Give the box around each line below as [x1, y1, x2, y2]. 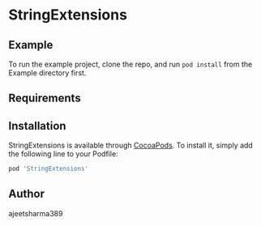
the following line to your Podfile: [8, 149, 119, 159]
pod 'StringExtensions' [8, 164, 89, 173]
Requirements [8, 92, 81, 105]
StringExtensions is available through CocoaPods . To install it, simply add [8, 140, 253, 151]
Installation [8, 119, 66, 133]
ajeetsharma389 [8, 208, 63, 218]
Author [8, 187, 45, 201]
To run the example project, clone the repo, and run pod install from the [8, 59, 253, 69]
